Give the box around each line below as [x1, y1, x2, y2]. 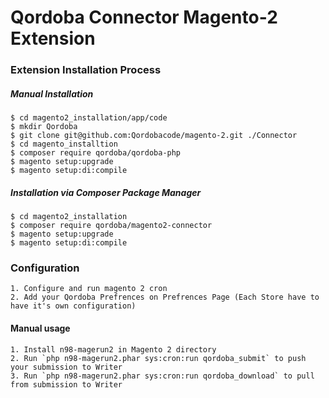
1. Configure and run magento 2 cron [10, 284, 168, 294]
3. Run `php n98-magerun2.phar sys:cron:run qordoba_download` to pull [10, 371, 315, 381]
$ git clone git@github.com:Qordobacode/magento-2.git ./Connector [10, 131, 298, 141]
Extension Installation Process [10, 63, 162, 77]
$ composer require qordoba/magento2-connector [10, 221, 213, 231]
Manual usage [10, 322, 71, 334]
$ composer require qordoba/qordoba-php [10, 148, 182, 158]
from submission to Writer [10, 379, 123, 390]
